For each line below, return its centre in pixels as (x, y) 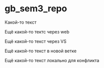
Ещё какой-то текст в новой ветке (41, 51)
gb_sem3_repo (36, 9)
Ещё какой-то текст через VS (36, 41)
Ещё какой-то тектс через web (37, 32)
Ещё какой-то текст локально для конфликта (52, 60)
